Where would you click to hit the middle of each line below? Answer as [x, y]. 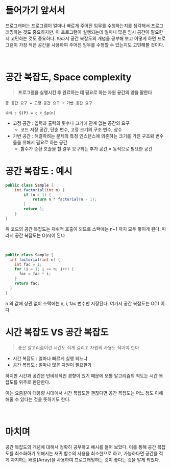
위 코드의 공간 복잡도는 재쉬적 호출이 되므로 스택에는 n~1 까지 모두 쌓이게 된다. [83, 229]
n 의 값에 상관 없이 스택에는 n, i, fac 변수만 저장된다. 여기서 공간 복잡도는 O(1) [82, 303]
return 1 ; [34, 209]
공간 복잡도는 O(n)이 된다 [40, 235]
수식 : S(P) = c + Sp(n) [31, 113]
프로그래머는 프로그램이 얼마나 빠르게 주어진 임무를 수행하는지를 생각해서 [78, 26]
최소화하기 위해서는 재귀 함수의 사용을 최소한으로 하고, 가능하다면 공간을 [86, 453]
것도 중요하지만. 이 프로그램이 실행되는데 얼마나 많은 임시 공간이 [86, 32]
